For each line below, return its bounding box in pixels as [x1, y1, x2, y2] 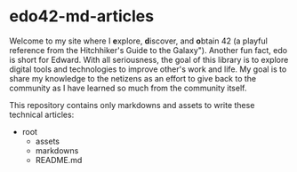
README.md [35, 154, 83, 165]
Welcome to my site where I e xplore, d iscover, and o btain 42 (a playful [9, 35, 269, 46]
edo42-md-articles [9, 6, 154, 27]
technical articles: [9, 109, 75, 120]
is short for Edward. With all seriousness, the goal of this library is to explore [9, 54, 289, 65]
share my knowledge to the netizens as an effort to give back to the [9, 73, 256, 83]
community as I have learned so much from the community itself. [9, 82, 247, 93]
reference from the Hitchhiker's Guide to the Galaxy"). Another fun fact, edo [9, 44, 287, 55]
